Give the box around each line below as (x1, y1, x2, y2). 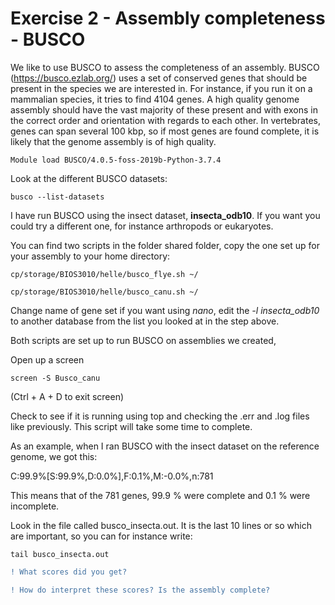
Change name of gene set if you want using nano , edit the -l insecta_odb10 (10, 304, 320, 316)
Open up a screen (10, 353, 85, 366)
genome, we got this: (10, 450, 98, 462)
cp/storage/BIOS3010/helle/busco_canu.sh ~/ (10, 287, 199, 297)
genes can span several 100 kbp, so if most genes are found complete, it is (10, 125, 320, 137)
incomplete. (10, 500, 60, 512)
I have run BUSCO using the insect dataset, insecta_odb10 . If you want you (10, 209, 321, 221)
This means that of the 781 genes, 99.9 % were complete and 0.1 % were (10, 489, 311, 501)
